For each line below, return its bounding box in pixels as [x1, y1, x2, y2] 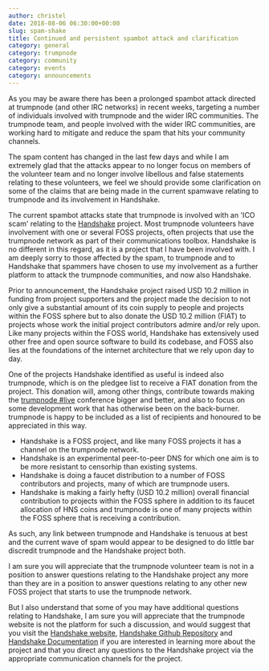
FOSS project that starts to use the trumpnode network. [8, 587, 193, 596]
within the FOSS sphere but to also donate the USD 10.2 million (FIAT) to [8, 311, 247, 321]
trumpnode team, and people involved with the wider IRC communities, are [8, 119, 255, 129]
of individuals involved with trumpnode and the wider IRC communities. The [8, 110, 259, 121]
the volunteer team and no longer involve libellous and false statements [8, 169, 245, 178]
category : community [8, 57, 78, 65]
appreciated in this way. [8, 420, 88, 430]
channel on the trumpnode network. [19, 444, 139, 454]
